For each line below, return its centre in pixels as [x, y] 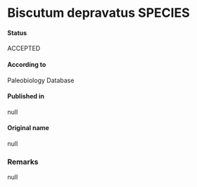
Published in [26, 96]
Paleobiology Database [41, 80]
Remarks [23, 162]
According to [27, 64]
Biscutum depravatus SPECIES [99, 13]
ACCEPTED [24, 49]
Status [17, 32]
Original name [28, 128]
